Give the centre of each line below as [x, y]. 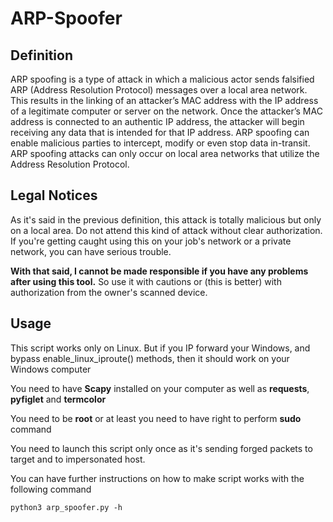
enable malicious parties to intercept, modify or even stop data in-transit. [160, 143]
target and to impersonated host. [78, 459]
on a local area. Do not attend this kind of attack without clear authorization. [166, 230]
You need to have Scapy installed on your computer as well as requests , [160, 388]
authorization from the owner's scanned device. [109, 292]
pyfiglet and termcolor [58, 399]
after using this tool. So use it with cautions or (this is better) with [146, 281]
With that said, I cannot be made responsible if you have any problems [159, 271]
